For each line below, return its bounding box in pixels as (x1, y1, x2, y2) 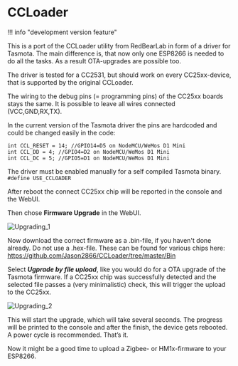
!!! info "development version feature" (7, 28, 117, 36)
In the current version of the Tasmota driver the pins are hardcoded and (7, 120, 217, 129)
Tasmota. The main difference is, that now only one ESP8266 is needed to (7, 49, 225, 58)
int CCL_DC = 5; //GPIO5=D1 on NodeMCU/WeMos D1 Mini (7, 155, 171, 162)
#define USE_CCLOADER (7, 174, 72, 182)
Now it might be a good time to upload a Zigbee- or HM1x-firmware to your (7, 344, 227, 352)
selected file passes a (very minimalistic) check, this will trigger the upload (7, 280, 226, 288)
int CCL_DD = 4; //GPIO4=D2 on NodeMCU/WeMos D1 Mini (7, 148, 171, 155)
